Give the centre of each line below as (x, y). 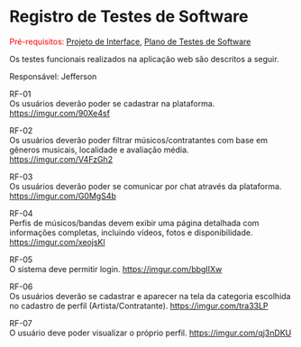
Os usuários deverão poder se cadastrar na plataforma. (112, 103)
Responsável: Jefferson (53, 76)
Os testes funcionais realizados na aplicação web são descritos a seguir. (144, 59)
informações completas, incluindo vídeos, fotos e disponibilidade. (131, 233)
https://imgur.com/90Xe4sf (60, 113)
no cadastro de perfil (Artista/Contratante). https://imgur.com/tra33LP (139, 306)
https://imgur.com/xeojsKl (57, 242)
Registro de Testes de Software (129, 17)
